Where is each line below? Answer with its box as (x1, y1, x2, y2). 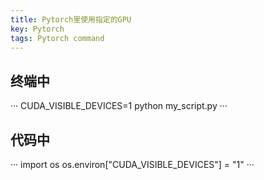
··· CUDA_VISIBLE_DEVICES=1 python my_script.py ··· (10, 100, 228, 112)
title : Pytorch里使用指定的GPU (10, 14, 132, 25)
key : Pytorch (10, 24, 65, 34)
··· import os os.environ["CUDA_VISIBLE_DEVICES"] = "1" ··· (10, 159, 255, 170)
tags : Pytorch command (10, 33, 105, 43)
